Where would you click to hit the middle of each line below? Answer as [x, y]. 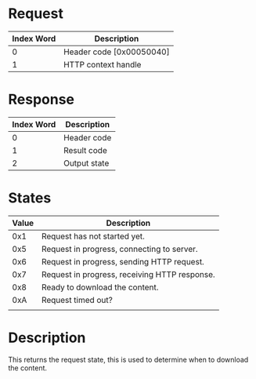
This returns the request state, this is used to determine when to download [128, 359]
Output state [87, 163]
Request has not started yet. [93, 236]
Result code [85, 150]
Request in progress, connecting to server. [120, 249]
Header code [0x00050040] [117, 52]
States [30, 198]
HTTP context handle [103, 64]
